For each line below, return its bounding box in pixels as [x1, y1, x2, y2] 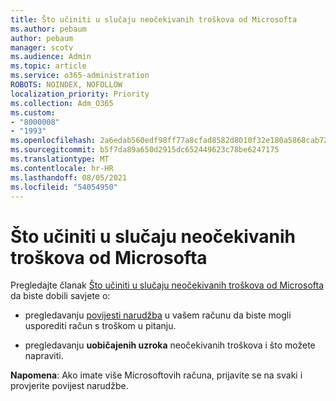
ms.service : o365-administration [10, 71, 150, 81]
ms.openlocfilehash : [10, 136, 97, 146]
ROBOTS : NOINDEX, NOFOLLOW [10, 80, 123, 90]
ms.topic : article [10, 61, 87, 71]
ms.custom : [10, 107, 56, 118]
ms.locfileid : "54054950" [10, 182, 118, 192]
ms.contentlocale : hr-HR [10, 163, 114, 173]
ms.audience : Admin [10, 52, 92, 62]
